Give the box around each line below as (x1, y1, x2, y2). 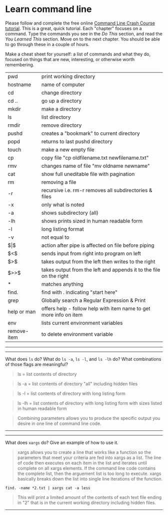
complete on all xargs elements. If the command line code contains (17, 465, 156, 471)
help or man (7, 308, 36, 315)
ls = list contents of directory (17, 371, 77, 377)
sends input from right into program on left (41, 250, 141, 257)
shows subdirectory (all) (41, 209, 99, 216)
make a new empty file (41, 146, 95, 153)
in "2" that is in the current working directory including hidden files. (17, 499, 156, 505)
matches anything (41, 280, 83, 287)
